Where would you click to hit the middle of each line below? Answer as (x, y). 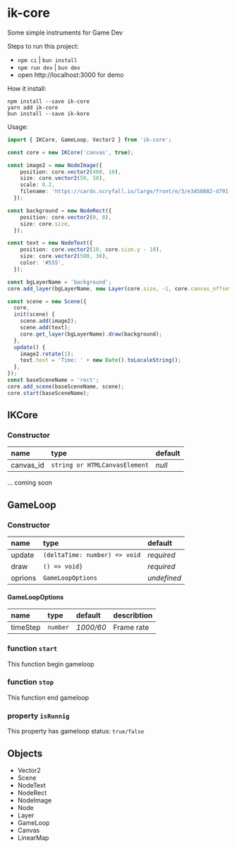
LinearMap (33, 838)
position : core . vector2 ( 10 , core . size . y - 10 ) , (91, 250)
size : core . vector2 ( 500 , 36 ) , (65, 256)
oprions (24, 578)
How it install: (27, 88)
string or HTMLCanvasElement (100, 465)
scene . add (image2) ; (49, 321)
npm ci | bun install (47, 60)
